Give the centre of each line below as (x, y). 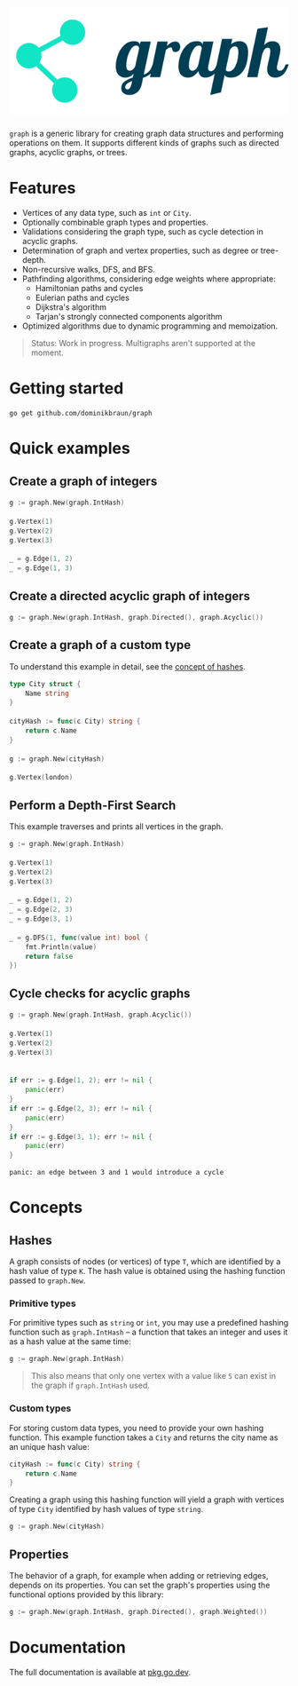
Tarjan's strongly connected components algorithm (129, 317)
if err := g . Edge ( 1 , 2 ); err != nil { (81, 1080)
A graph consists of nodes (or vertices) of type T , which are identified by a (145, 1262)
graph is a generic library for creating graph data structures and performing (146, 134)
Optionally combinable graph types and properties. (115, 222)
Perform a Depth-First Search (93, 805)
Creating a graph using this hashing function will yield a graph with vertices (147, 1500)
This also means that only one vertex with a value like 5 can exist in (153, 1376)
